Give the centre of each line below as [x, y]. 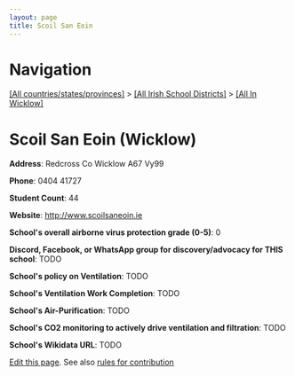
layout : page [33, 17]
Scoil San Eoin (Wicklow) [103, 139]
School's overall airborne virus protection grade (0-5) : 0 [115, 232]
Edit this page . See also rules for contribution [92, 362]
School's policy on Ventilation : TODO [79, 277]
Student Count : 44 [44, 198]
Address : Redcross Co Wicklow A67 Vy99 [87, 164]
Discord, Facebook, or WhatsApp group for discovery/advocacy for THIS [146, 250]
